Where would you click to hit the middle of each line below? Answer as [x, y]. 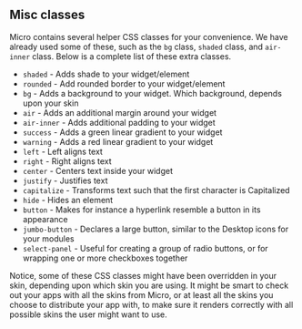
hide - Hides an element [68, 200]
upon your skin [50, 103]
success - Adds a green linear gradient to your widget [122, 132]
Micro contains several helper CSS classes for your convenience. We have [149, 36]
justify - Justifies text [65, 180]
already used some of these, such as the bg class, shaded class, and [136, 46]
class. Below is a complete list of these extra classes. [131, 56]
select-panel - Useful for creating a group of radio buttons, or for [145, 248]
